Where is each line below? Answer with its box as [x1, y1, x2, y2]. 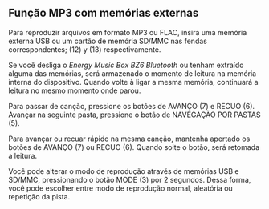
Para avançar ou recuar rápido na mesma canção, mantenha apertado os [8, 134, 251, 143]
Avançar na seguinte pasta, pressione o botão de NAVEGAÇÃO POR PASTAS [8, 110, 261, 119]
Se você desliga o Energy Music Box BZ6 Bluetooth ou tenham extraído [8, 60, 244, 70]
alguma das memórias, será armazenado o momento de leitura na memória [8, 68, 257, 78]
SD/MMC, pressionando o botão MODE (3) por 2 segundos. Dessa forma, [8, 175, 251, 184]
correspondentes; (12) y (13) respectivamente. [8, 44, 161, 54]
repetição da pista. [8, 191, 71, 201]
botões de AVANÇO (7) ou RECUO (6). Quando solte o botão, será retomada [8, 142, 260, 151]
